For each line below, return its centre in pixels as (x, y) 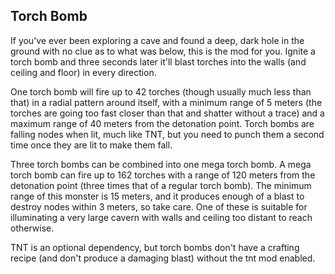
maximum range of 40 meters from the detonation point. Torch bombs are (162, 123)
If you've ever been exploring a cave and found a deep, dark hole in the (157, 40)
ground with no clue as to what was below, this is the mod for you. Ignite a (163, 51)
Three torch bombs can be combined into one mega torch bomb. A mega (161, 164)
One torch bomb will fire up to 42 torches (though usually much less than (161, 91)
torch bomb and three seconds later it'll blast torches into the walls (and (158, 61)
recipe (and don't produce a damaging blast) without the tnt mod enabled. (163, 258)
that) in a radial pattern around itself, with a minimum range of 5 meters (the (166, 102)
